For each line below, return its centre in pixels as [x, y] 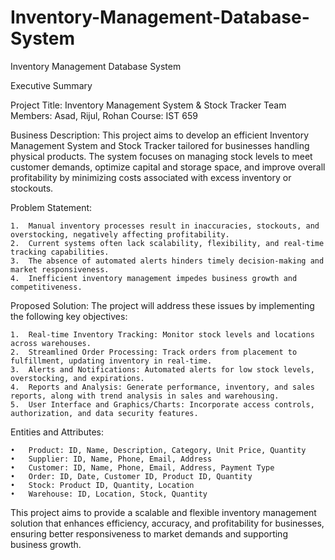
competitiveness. [46, 287]
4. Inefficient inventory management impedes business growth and [154, 278]
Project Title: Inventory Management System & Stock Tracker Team [148, 105]
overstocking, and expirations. [77, 378]
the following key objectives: [69, 316]
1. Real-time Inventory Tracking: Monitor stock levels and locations [162, 334]
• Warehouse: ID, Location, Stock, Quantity [109, 494]
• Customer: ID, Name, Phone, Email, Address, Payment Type [142, 467]
